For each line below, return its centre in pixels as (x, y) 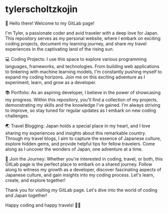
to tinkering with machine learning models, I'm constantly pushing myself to (83, 72)
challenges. (17, 116)
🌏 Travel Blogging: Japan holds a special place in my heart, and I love (78, 126)
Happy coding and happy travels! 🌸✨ (43, 205)
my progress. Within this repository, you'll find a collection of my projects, (82, 100)
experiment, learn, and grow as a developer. (51, 82)
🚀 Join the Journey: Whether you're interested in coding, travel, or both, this (84, 159)
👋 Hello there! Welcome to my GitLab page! (50, 23)
